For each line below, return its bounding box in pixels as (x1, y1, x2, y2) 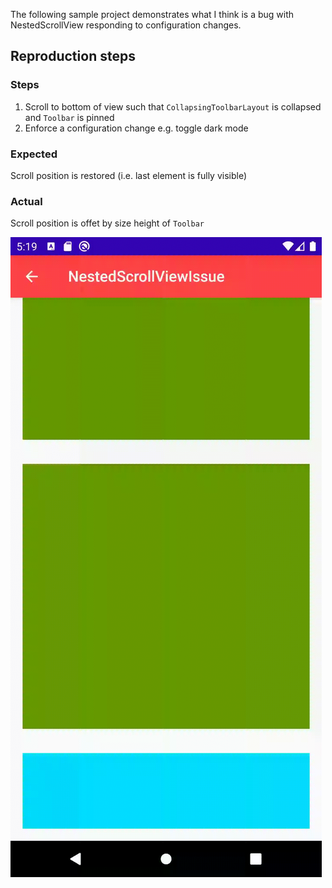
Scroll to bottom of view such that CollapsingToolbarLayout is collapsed (24, 100, 322, 113)
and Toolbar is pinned (24, 111, 115, 123)
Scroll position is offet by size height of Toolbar (10, 217, 205, 229)
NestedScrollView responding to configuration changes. (10, 19, 242, 31)
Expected (10, 147, 58, 161)
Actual (10, 194, 43, 208)
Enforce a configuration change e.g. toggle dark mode (24, 122, 249, 134)
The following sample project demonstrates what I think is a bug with (10, 9, 295, 20)
